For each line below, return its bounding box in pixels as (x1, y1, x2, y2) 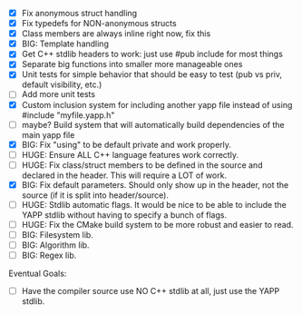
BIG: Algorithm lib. (21, 240, 90, 250)
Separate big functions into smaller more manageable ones (21, 59, 243, 70)
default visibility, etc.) (21, 79, 102, 90)
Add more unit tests (21, 89, 96, 100)
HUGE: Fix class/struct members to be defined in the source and (21, 159, 263, 171)
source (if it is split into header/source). (21, 190, 170, 201)
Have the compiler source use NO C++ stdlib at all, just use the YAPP (21, 286, 280, 297)
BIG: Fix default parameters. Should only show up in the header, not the (21, 179, 289, 190)
